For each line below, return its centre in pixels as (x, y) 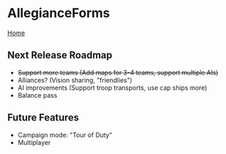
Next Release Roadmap (60, 55)
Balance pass (37, 95)
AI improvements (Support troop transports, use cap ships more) (112, 88)
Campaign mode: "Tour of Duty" (65, 135)
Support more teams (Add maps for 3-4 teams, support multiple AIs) (118, 72)
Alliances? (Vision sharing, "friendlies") (75, 80)
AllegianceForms (59, 13)
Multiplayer (34, 142)
